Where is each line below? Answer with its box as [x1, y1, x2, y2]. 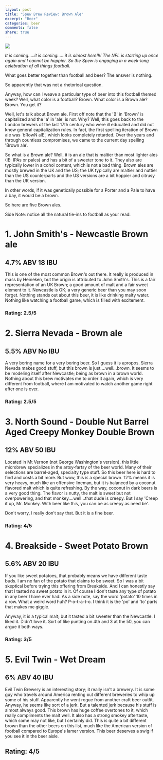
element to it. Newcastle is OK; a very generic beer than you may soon [5, 287, 146, 292]
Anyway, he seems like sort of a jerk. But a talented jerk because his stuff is [5, 702, 157, 708]
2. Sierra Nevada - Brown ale [5, 328, 123, 339]
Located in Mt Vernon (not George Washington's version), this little [5, 459, 139, 465]
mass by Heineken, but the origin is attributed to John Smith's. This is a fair [5, 277, 156, 282]
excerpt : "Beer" [5, 16, 38, 21]
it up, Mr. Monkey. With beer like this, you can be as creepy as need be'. [5, 500, 149, 506]
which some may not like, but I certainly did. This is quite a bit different [5, 717, 147, 723]
